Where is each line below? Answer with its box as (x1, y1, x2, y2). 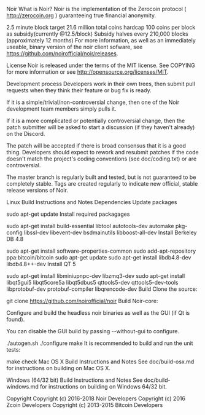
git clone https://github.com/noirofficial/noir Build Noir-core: (6, 298, 158, 304)
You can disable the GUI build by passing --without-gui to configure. (6, 328, 180, 334)
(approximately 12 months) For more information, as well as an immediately (6, 37, 196, 44)
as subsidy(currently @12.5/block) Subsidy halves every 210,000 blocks (6, 30, 188, 38)
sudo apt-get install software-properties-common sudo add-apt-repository (6, 247, 196, 255)
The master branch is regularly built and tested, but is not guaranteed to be (6, 173, 196, 181)
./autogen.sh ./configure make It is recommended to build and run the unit (6, 339, 193, 347)
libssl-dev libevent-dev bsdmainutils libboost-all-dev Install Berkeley (23, 229, 197, 236)
